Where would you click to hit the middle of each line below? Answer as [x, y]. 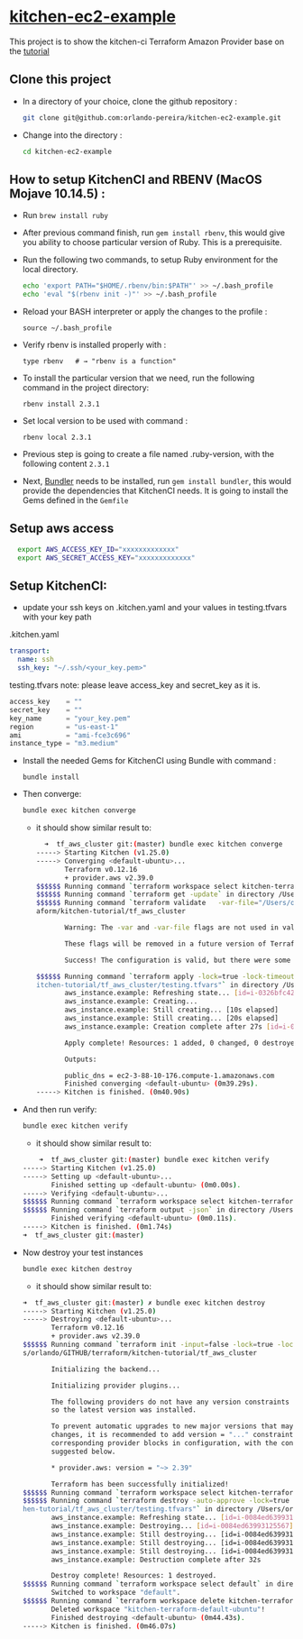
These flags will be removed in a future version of [165, 944]
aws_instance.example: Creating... [131, 1002]
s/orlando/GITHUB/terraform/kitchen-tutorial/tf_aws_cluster [140, 1353]
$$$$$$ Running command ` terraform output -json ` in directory [144, 1210]
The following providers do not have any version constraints [170, 1402]
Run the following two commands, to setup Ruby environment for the [150, 260]
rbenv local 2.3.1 [57, 438]
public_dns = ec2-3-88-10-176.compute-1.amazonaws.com [170, 1076]
